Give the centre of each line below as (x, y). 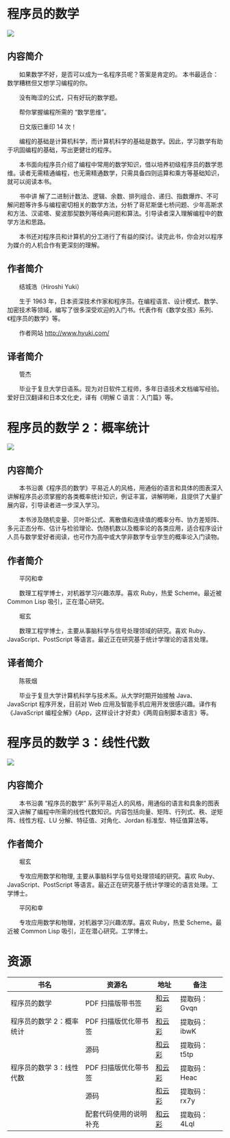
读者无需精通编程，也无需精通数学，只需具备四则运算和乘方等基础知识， (121, 173)
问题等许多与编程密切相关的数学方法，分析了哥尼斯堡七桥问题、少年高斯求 (118, 205)
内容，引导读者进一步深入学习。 (58, 505)
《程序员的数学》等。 (36, 318)
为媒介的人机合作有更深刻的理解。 (55, 245)
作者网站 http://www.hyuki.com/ (64, 333)
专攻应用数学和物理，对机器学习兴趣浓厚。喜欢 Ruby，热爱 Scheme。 (117, 922)
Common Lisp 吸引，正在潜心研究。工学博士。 (86, 931)
